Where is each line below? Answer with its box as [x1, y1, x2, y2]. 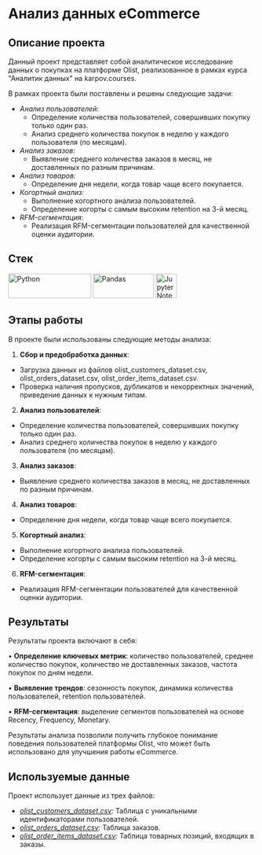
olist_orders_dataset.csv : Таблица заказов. [19, 823, 161, 832]
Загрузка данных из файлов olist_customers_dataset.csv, [19, 365, 208, 374]
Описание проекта [8, 36, 105, 50]
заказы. [19, 839, 45, 849]
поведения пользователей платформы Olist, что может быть [8, 739, 210, 748]
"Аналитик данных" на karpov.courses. [8, 74, 137, 83]
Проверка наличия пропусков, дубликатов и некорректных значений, [19, 381, 254, 391]
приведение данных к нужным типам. [19, 390, 147, 400]
